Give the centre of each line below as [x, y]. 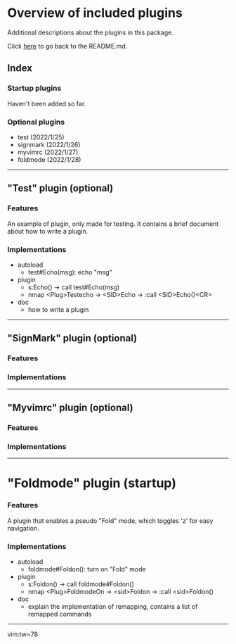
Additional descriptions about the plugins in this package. [90, 32]
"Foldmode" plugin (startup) [92, 483]
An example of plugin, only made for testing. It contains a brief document [113, 224]
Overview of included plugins [95, 13]
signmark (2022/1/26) [49, 144]
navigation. [24, 528]
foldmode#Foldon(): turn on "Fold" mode [87, 569]
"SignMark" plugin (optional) [72, 338]
